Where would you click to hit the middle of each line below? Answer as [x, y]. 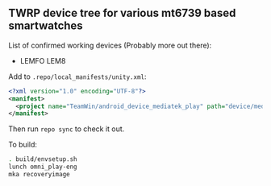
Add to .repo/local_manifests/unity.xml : [77, 76]
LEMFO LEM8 [43, 60]
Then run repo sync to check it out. [67, 129]
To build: [23, 145]
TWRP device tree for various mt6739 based [122, 13]
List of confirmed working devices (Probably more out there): [110, 45]
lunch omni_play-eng [43, 167]
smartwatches [46, 26]
